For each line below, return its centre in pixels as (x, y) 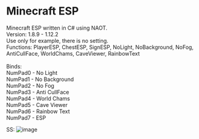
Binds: (14, 66)
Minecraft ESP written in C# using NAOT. (57, 28)
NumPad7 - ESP (26, 118)
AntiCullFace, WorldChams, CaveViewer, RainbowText (73, 53)
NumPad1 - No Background (40, 79)
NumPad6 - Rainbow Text (38, 111)
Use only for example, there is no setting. (57, 40)
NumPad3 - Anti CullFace (38, 92)
